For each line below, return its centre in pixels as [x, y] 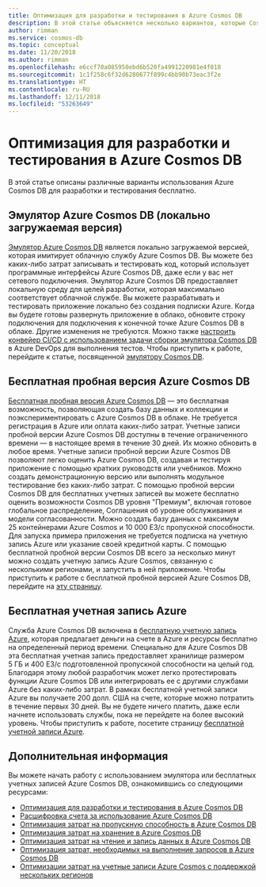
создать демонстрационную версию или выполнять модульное [116, 476]
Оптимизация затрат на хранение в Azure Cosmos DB [110, 833]
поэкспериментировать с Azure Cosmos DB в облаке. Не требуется [123, 417]
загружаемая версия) [65, 228]
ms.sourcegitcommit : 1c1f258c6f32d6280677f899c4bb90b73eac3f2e [115, 75]
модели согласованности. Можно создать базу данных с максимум [123, 518]
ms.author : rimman [38, 60]
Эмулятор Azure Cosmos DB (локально [110, 215]
